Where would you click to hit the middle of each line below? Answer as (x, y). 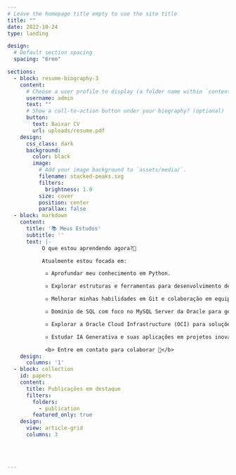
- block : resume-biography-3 (56, 78)
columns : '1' (45, 363)
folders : (45, 402)
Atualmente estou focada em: (85, 261)
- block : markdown (41, 216)
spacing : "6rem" (37, 59)
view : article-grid (54, 428)
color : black (52, 157)
